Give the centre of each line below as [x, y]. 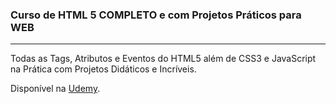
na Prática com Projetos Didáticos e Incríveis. [103, 69]
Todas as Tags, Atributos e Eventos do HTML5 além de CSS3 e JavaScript [163, 59]
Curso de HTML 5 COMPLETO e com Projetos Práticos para [156, 15]
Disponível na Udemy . [55, 89]
